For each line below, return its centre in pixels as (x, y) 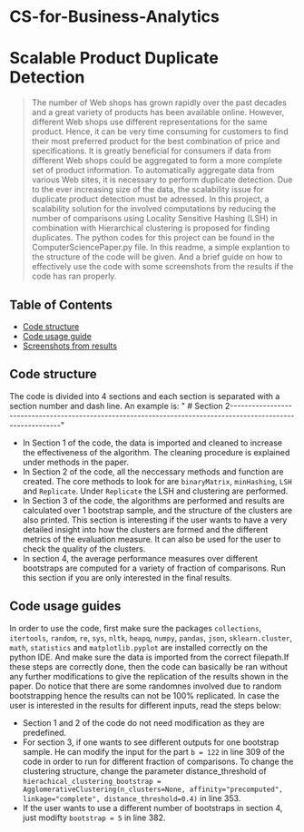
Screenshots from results (70, 346)
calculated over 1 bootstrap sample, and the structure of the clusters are (157, 510)
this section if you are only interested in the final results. (127, 577)
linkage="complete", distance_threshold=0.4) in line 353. (132, 798)
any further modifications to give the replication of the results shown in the (149, 676)
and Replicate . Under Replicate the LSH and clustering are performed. (155, 491)
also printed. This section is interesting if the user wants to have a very (155, 520)
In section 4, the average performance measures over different (140, 558)
